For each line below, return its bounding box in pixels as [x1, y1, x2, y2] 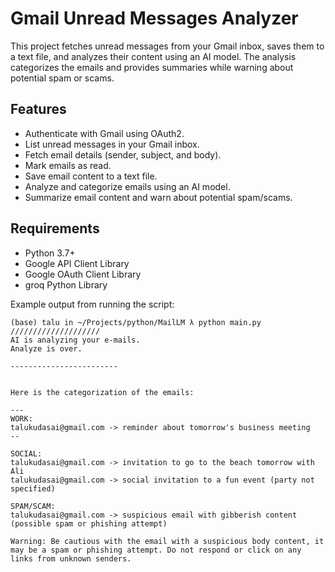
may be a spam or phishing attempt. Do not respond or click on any [10, 545, 302, 555]
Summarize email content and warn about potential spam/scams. [24, 191, 293, 203]
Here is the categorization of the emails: [10, 387, 195, 397]
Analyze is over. [10, 343, 83, 354]
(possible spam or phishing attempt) [10, 518, 168, 529]
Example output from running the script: [10, 298, 175, 310]
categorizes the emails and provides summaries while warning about [10, 61, 294, 73]
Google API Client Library [24, 257, 130, 269]
